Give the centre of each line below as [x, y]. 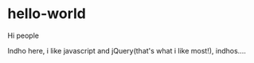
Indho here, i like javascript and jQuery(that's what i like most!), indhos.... [127, 50]
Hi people [23, 35]
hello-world [47, 14]
